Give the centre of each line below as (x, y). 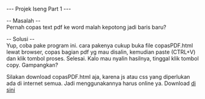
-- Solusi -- (20, 39)
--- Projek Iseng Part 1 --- (39, 9)
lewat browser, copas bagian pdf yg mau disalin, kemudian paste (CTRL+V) (101, 52)
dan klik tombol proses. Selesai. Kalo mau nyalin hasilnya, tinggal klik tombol (102, 58)
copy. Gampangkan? (32, 65)
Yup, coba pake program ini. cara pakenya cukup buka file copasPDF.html (100, 46)
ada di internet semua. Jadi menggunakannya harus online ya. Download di (101, 83)
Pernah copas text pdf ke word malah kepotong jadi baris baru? (86, 27)
